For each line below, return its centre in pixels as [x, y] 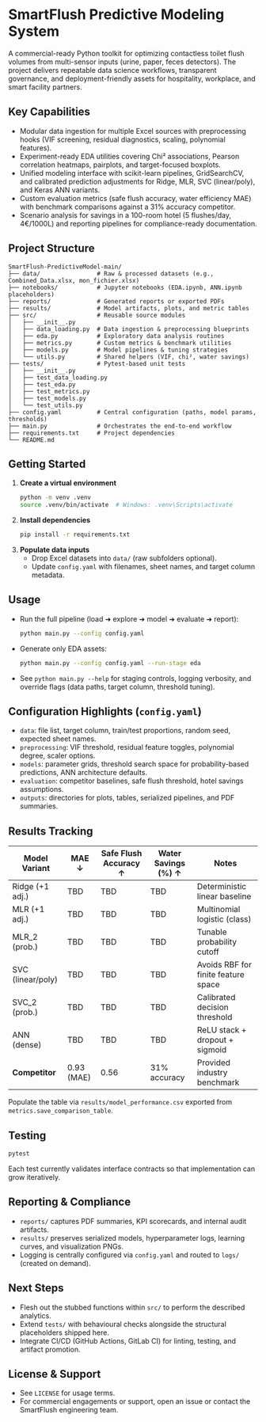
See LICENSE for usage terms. [67, 1393]
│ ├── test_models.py [47, 398]
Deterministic [222, 887]
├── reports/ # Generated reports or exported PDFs [116, 301]
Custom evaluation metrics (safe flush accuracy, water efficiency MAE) [135, 198]
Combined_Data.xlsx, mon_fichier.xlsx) [74, 280]
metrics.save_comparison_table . [61, 1111]
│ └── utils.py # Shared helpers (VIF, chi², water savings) [129, 357]
